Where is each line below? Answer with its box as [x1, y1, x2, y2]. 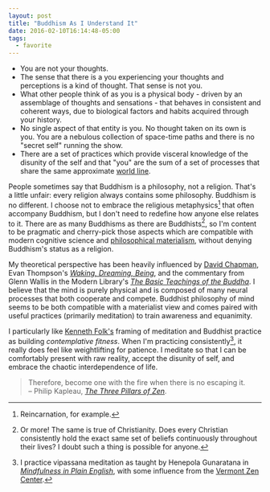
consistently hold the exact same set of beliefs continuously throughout [19, 433, 258, 443]
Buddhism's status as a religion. [8, 244, 114, 254]
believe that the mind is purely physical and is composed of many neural [8, 285, 248, 295]
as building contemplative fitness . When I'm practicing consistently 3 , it [8, 335, 243, 346]
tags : [8, 34, 27, 43]
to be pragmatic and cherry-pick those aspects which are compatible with [8, 227, 253, 237]
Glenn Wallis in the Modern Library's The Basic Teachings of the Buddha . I [8, 277, 256, 286]
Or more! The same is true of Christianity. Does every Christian [19, 425, 229, 435]
